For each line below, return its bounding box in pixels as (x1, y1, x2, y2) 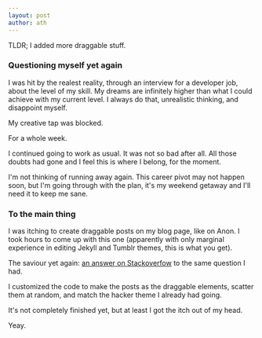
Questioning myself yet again (8, 60, 123, 71)
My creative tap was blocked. (8, 118, 104, 127)
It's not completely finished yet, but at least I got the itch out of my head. (8, 306, 243, 315)
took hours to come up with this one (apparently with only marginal (8, 235, 225, 244)
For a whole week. (8, 133, 67, 142)
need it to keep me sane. (8, 189, 89, 198)
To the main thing (8, 208, 76, 219)
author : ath (8, 19, 47, 27)
